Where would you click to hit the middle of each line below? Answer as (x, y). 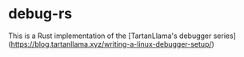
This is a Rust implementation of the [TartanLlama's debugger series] (122, 36)
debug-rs (40, 14)
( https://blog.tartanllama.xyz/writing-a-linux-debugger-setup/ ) (111, 44)
